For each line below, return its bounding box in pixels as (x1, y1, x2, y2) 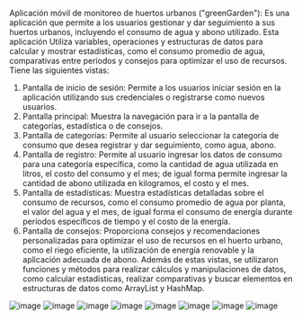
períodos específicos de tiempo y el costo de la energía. (22, 216, 231, 227)
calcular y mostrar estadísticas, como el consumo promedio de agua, (9, 46, 266, 57)
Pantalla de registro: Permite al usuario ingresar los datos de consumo (22, 149, 283, 160)
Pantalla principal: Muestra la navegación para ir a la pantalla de (22, 111, 260, 121)
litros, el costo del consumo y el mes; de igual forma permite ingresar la (22, 168, 288, 179)
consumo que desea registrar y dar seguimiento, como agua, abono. (22, 139, 277, 150)
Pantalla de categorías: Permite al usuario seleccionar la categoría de (22, 130, 280, 140)
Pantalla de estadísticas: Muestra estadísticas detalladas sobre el (22, 188, 264, 198)
